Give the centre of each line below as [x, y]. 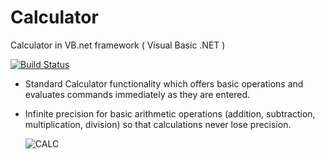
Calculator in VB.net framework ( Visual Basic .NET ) [118, 45]
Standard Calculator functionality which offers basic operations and [164, 83]
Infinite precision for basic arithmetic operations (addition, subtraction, [170, 113]
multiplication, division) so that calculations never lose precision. [158, 124]
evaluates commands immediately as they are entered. [137, 94]
